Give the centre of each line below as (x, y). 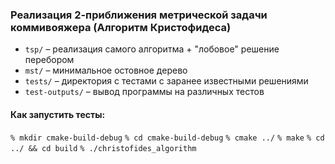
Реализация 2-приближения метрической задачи (139, 15)
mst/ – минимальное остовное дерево (106, 70)
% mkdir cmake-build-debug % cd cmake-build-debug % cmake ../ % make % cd (167, 138)
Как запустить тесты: (58, 114)
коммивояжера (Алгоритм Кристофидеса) (121, 27)
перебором (49, 60)
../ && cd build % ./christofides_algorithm (103, 148)
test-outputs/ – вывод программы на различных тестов (144, 92)
